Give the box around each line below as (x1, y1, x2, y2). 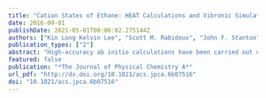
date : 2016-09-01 (8, 19, 66, 27)
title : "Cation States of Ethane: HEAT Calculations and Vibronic (8, 11, 232, 20)
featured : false (8, 56, 62, 64)
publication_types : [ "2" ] (8, 41, 93, 49)
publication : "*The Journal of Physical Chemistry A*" (8, 63, 193, 71)
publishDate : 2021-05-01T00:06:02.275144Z (8, 26, 150, 34)
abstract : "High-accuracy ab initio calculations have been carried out (8, 48, 253, 56)
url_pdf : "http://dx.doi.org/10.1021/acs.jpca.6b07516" (8, 70, 196, 78)
